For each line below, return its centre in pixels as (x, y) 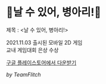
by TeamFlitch (24, 74)
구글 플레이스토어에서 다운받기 (41, 63)
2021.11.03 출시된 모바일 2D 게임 (44, 42)
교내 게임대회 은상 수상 (32, 50)
